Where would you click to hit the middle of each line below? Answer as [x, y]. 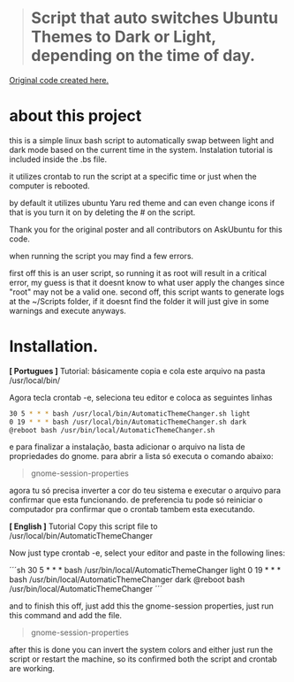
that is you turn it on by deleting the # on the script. [102, 212]
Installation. [54, 346]
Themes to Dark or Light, [123, 37]
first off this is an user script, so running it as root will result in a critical [138, 272]
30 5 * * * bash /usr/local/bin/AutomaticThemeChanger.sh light [130, 414]
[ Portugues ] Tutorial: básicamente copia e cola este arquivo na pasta [137, 371]
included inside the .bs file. [58, 159]
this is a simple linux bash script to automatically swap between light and [142, 140]
